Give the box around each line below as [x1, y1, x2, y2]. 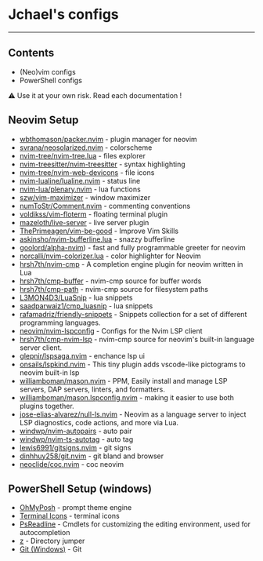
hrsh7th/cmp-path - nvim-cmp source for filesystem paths [19, 284, 209, 293]
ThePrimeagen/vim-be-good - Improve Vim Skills [19, 226, 178, 235]
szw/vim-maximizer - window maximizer [19, 192, 151, 202]
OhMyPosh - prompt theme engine [19, 503, 132, 512]
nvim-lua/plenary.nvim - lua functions [19, 184, 141, 194]
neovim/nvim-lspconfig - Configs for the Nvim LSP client [19, 326, 203, 335]
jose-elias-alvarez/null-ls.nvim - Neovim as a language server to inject [19, 410, 247, 419]
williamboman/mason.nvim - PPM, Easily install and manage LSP [19, 376, 228, 385]
